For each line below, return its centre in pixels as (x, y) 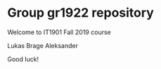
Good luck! (23, 59)
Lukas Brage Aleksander (43, 45)
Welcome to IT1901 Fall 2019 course (59, 32)
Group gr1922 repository (81, 13)
